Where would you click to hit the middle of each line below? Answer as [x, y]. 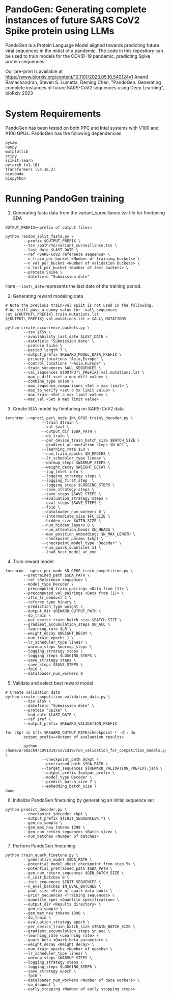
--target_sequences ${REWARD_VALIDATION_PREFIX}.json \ [102, 768]
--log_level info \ [62, 471]
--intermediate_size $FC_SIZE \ [76, 516]
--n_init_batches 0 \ [47, 877]
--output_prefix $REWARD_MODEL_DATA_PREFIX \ [73, 354]
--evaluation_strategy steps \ [75, 498]
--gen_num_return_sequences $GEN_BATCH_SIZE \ [74, 873]
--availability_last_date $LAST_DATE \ [66, 336]
